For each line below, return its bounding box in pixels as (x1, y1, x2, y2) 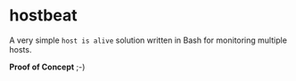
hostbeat (9, 5, 78, 26)
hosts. (9, 44, 32, 54)
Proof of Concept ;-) (9, 61, 86, 72)
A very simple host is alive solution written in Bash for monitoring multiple (9, 35, 288, 45)
